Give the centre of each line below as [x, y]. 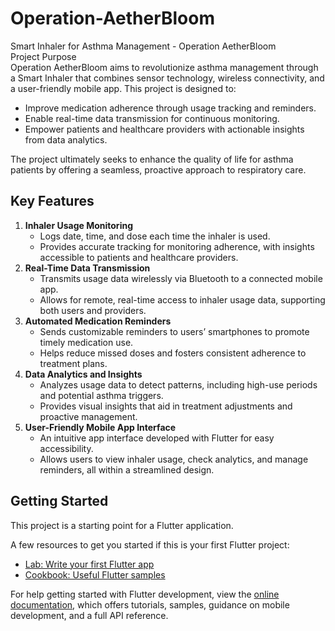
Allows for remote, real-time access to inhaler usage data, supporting [182, 299]
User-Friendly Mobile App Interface [100, 427]
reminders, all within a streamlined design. [127, 469]
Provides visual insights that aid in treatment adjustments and [166, 406]
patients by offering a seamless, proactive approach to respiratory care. [158, 169]
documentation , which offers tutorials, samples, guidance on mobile [150, 604]
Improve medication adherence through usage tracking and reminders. [170, 108]
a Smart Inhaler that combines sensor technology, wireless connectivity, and [167, 78]
